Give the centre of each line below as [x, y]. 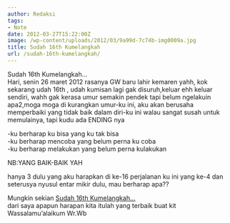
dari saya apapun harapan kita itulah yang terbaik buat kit [92, 205]
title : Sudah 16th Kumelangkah [54, 47]
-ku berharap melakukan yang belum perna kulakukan [87, 149]
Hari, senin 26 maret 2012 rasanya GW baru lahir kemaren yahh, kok [108, 81]
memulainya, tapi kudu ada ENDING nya [66, 119]
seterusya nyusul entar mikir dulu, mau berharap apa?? [88, 184]
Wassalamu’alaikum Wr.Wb [47, 213]
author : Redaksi [31, 14]
